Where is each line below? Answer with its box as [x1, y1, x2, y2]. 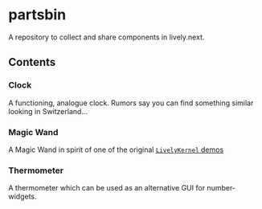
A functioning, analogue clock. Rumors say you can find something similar [8, 98, 254, 108]
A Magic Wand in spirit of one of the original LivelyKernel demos [8, 145, 224, 154]
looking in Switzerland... [8, 106, 88, 116]
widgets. [8, 191, 38, 202]
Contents [8, 55, 56, 69]
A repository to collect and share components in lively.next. [8, 32, 205, 42]
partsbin [8, 6, 67, 24]
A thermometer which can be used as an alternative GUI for [8, 183, 206, 193]
